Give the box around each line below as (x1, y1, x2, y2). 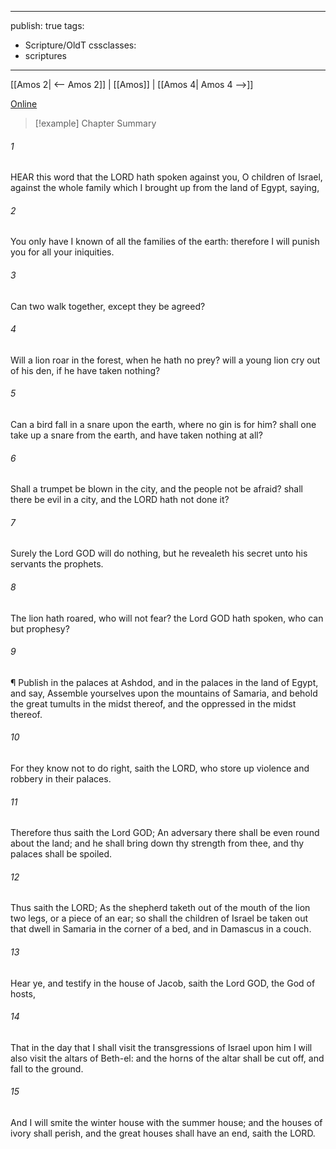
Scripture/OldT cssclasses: (24, 39, 137, 51)
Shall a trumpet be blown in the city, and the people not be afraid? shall (10, 483, 303, 495)
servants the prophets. (10, 558, 104, 570)
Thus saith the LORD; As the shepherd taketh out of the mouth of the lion (10, 902, 311, 914)
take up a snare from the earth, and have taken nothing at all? (10, 429, 263, 441)
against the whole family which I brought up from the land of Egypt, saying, (10, 182, 320, 194)
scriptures (24, 50, 68, 61)
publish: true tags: (10, 20, 85, 31)
